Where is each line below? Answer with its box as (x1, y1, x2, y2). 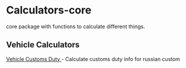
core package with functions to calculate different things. (6, 23, 145, 30)
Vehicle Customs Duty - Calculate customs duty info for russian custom (6, 55, 180, 62)
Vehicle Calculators (6, 40, 80, 50)
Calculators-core (6, 4, 92, 17)
